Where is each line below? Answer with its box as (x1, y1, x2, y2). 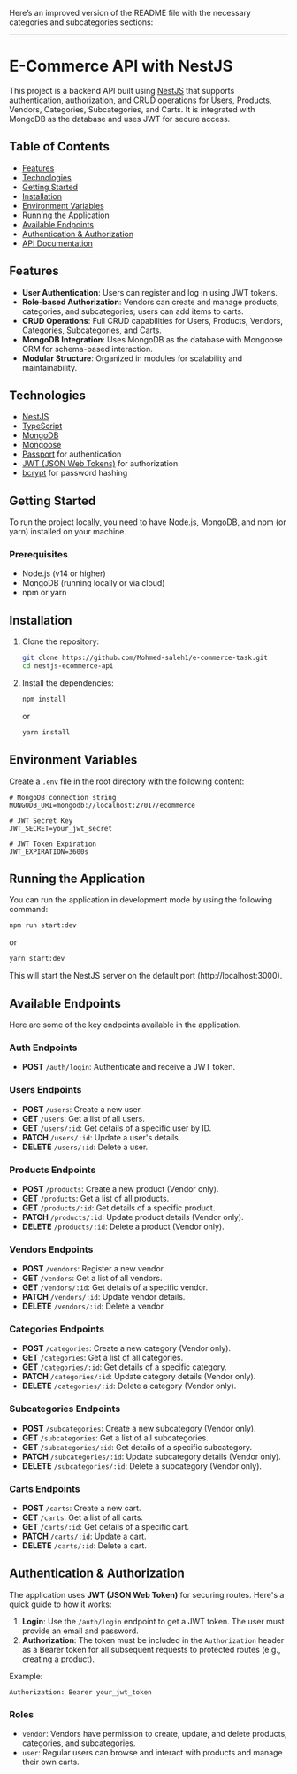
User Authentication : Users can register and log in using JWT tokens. (21, 287, 278, 297)
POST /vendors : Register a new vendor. (21, 1263, 166, 1274)
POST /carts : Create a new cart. (21, 1503, 141, 1514)
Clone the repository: (21, 636, 100, 647)
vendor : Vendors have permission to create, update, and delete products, (21, 1729, 287, 1739)
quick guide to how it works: (9, 1599, 112, 1609)
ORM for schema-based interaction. (21, 343, 153, 354)
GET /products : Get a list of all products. (21, 1193, 170, 1203)
